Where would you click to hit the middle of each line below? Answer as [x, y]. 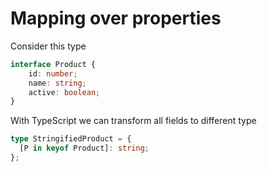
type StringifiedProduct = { [71, 139]
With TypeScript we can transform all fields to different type [133, 121]
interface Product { [53, 64]
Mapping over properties [116, 18]
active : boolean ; [64, 92]
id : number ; [53, 73]
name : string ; [57, 83]
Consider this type [48, 46]
